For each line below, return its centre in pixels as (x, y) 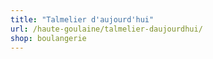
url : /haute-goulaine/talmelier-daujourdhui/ (106, 29)
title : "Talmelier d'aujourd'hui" (82, 19)
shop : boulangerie (48, 38)
